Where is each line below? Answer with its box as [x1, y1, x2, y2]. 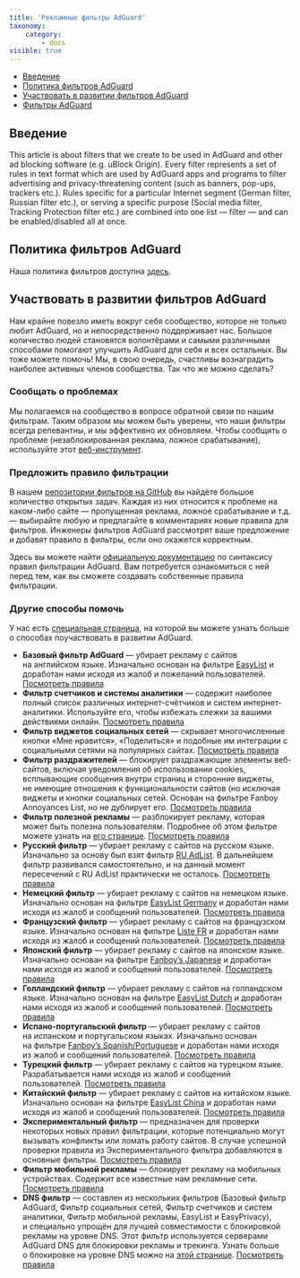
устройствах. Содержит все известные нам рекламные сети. [21, 1173, 258, 1184]
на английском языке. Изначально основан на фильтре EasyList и [21, 660, 275, 670]
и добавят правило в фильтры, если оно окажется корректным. [9, 534, 253, 545]
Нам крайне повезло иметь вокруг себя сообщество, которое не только [9, 315, 287, 326]
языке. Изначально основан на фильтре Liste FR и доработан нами [21, 926, 279, 937]
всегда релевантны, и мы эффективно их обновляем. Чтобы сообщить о [9, 425, 287, 436]
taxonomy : [9, 22, 47, 30]
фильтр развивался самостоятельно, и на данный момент [21, 859, 245, 870]
